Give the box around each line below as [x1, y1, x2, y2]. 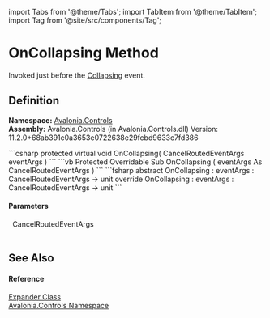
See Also [8, 251, 54, 265]
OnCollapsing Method [8, 44, 160, 62]
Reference [8, 273, 45, 283]
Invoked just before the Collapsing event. [8, 70, 146, 80]
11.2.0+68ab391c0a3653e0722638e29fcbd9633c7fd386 [8, 133, 199, 142]
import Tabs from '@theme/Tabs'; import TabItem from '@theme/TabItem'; [8, 7, 258, 16]
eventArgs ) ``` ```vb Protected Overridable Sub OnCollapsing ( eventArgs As [8, 157, 263, 167]
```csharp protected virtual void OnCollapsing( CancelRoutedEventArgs [8, 148, 245, 158]
